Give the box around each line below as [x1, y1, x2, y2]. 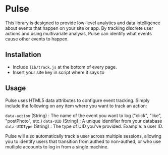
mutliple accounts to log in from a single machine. [5, 143, 109, 149]
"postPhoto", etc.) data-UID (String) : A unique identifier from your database [5, 118, 162, 124]
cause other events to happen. [5, 36, 69, 42]
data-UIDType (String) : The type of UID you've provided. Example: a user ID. [5, 123, 163, 129]
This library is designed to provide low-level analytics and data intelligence [5, 20, 160, 26]
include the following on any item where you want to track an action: [5, 102, 147, 109]
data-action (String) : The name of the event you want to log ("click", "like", [5, 112, 162, 119]
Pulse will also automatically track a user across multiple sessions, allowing [5, 133, 161, 139]
